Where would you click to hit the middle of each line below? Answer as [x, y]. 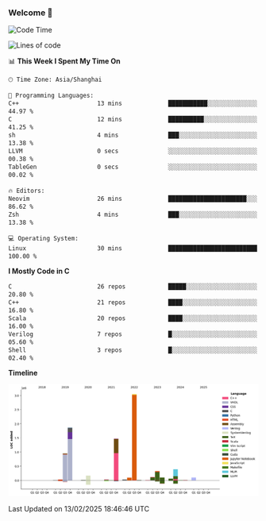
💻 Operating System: [44, 239]
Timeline [23, 373]
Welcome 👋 [31, 13]
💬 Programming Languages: [51, 96]
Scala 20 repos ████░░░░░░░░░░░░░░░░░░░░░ [133, 318]
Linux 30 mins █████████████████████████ [133, 249]
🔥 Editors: [27, 191]
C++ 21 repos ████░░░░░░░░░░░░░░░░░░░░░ [133, 303]
